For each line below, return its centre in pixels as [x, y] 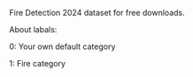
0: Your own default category [62, 46]
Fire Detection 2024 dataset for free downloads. [97, 13]
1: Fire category [38, 63]
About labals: [33, 29]
